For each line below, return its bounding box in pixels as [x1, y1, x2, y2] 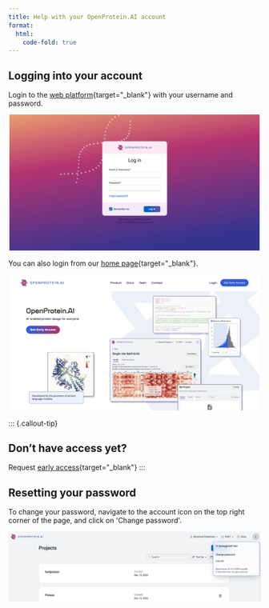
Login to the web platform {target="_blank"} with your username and [8, 90, 234, 100]
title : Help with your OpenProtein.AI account [8, 13, 167, 21]
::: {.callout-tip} [8, 418, 58, 428]
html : [15, 30, 34, 38]
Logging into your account [8, 69, 143, 82]
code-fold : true [22, 38, 78, 46]
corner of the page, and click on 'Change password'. [8, 516, 183, 526]
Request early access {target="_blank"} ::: [8, 462, 146, 472]
